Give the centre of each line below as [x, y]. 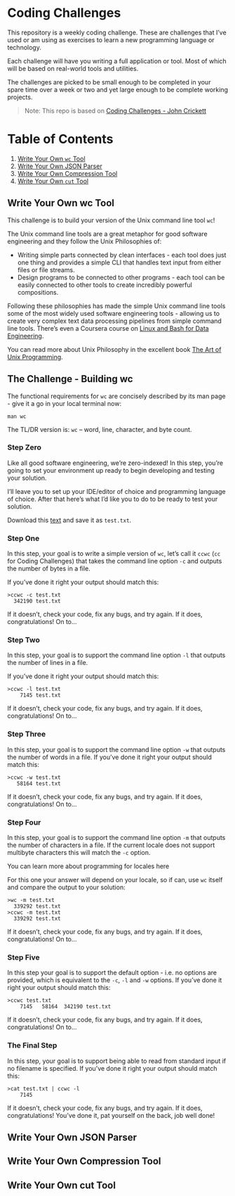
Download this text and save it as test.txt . [69, 520]
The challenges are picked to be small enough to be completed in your [109, 82]
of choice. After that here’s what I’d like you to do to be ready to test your [113, 499]
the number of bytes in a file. [49, 568]
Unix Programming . [35, 357]
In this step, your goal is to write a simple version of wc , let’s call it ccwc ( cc [114, 554]
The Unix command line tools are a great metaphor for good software [108, 234]
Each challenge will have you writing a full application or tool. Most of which [117, 61]
